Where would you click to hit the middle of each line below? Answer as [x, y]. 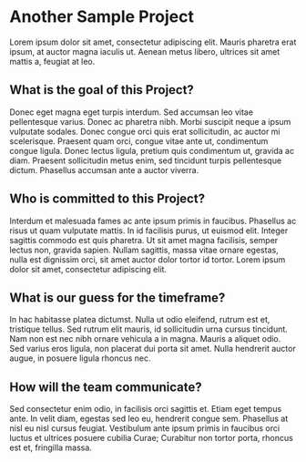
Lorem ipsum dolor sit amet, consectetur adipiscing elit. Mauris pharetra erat [153, 42]
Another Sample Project [102, 17]
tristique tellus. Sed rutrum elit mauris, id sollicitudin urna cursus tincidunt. [149, 329]
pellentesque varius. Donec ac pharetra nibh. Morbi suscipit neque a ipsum [150, 121]
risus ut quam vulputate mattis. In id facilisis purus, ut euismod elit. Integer [149, 231]
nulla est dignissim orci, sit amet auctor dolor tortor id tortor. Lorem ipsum [148, 259]
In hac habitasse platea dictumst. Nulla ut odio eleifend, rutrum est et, [140, 320]
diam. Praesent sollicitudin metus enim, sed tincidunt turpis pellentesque [146, 160]
